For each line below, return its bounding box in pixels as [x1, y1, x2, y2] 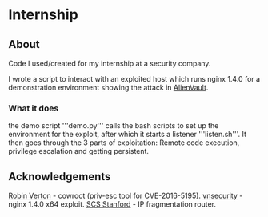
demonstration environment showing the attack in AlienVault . [8, 82, 209, 92]
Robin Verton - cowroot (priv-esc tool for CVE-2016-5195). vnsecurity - [8, 191, 243, 201]
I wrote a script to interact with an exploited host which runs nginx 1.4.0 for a [8, 74, 261, 83]
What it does [8, 102, 59, 114]
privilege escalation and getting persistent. [8, 147, 150, 156]
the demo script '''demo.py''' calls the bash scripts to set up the [8, 121, 219, 131]
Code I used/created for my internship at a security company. [8, 58, 211, 68]
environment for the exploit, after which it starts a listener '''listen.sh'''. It [8, 130, 246, 139]
